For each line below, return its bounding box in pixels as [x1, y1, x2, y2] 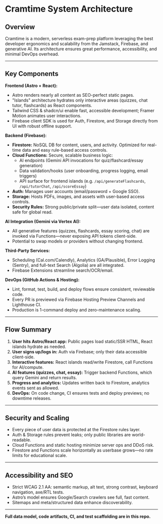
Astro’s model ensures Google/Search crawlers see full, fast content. [12, 494, 150, 500]
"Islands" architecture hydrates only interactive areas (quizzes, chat [12, 97, 148, 103]
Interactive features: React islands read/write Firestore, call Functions [12, 359, 153, 365]
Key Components [5, 70, 59, 78]
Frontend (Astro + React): [5, 83, 58, 88]
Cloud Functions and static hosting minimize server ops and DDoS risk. [12, 442, 154, 448]
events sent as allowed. [12, 385, 59, 391]
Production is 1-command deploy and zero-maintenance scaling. [12, 307, 142, 313]
